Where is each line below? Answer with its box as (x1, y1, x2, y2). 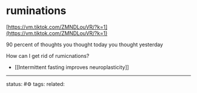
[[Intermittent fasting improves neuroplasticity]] (14, 63, 129, 71)
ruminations (6, 4, 66, 18)
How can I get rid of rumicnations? (6, 52, 90, 59)
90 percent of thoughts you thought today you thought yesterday (6, 41, 163, 48)
